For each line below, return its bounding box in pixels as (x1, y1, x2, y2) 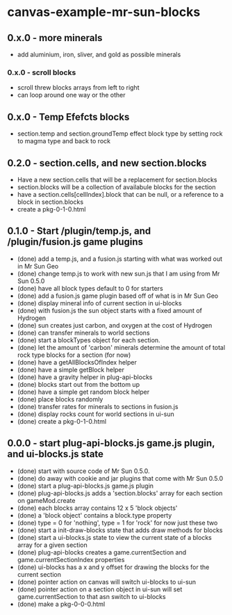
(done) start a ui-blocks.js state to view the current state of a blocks (17, 533, 212, 541)
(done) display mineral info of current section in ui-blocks (17, 298, 182, 307)
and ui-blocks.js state (7, 448, 104, 460)
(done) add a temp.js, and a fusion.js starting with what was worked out (17, 255, 223, 263)
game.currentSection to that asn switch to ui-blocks (17, 592, 166, 600)
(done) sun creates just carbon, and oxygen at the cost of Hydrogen (17, 321, 213, 329)
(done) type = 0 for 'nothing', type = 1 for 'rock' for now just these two (17, 518, 218, 527)
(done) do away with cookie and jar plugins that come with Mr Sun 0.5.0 (17, 474, 224, 482)
